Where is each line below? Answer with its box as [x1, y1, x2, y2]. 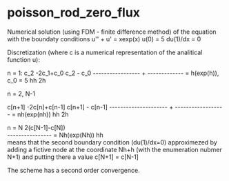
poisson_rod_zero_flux [7, 5, 140, 21]
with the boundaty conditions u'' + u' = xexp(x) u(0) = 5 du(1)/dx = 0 [7, 34, 201, 43]
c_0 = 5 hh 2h [7, 76, 46, 84]
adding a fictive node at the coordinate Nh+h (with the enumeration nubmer [7, 145, 223, 153]
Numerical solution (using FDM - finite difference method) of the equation [7, 28, 217, 36]
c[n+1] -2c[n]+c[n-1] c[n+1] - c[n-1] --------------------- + [7, 103, 174, 111]
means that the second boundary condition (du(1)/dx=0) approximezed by [7, 138, 217, 146]
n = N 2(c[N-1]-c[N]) [7, 123, 66, 131]
